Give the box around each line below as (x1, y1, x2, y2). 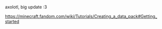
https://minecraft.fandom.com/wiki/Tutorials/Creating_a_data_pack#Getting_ (5, 14, 157, 19)
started (5, 19, 19, 24)
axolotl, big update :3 (5, 4, 47, 10)
